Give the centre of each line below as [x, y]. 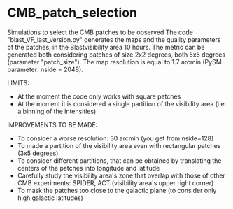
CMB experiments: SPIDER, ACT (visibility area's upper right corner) [115, 182]
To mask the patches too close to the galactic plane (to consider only [117, 190]
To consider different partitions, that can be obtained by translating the [119, 160]
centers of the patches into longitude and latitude [89, 168]
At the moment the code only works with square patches [99, 96]
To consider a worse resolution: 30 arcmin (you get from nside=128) [115, 138]
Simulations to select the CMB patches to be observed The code [100, 32]
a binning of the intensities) [57, 111]
